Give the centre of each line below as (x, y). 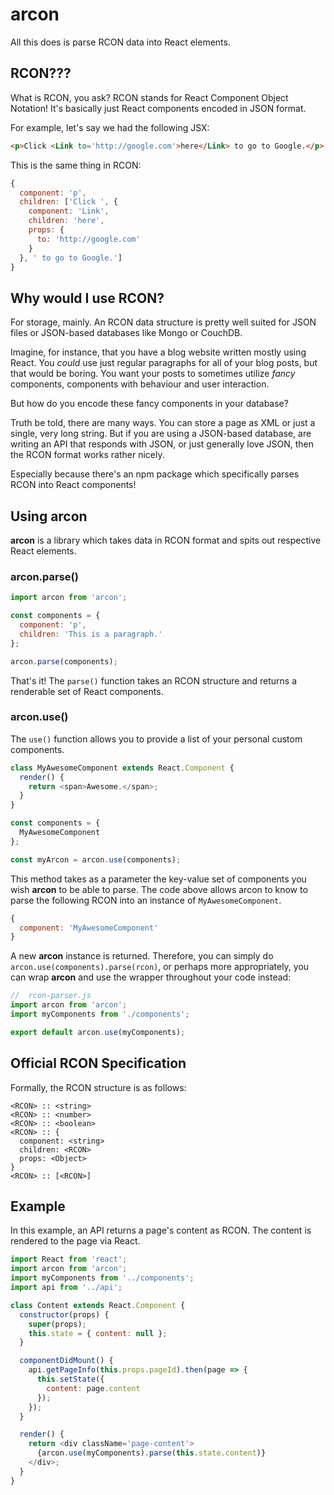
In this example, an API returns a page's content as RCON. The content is (161, 1230)
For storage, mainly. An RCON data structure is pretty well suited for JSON (163, 322)
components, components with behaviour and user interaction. (140, 384)
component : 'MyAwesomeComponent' (89, 928)
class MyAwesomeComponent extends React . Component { (122, 768)
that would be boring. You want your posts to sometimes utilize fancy (153, 374)
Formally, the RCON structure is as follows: (98, 1087)
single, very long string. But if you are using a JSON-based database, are (161, 434)
